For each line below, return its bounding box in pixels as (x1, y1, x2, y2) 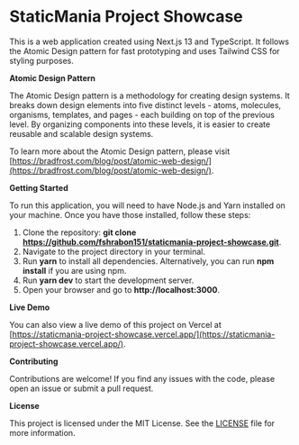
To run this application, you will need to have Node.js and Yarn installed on (9, 200, 286, 211)
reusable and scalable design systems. (9, 128, 154, 139)
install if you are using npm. (22, 265, 127, 276)
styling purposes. (9, 55, 75, 66)
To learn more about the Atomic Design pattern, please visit (9, 146, 231, 157)
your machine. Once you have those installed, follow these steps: (9, 209, 251, 220)
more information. (9, 427, 76, 438)
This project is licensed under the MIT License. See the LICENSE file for (9, 417, 276, 429)
